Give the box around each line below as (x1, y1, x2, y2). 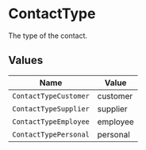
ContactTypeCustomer (12, 92, 90, 100)
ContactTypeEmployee (12, 117, 90, 126)
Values (8, 54, 44, 67)
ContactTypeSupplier (12, 104, 90, 113)
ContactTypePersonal (12, 129, 90, 139)
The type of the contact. (8, 31, 88, 40)
